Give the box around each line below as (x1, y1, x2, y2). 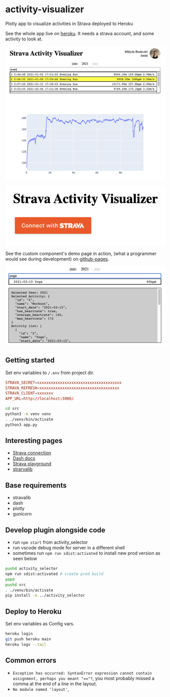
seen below (12, 555, 37, 562)
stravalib (12, 495, 31, 501)
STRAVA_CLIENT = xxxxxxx (5, 391, 53, 396)
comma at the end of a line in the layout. (12, 681, 97, 687)
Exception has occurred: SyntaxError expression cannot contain (12, 670, 152, 676)
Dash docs (12, 455, 36, 461)
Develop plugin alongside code (5, 525, 106, 535)
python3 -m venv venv (5, 411, 51, 417)
